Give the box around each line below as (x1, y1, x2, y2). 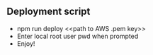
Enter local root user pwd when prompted (16, 32, 139, 40)
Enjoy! (16, 39, 35, 48)
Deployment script (6, 6, 91, 18)
